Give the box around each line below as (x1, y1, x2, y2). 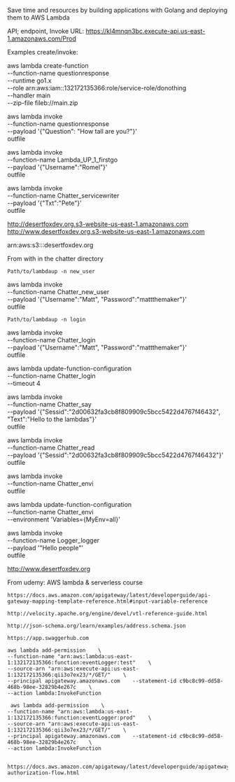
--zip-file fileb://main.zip (7, 99, 78, 107)
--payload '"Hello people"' (7, 544, 84, 552)
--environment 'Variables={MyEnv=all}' (7, 515, 121, 524)
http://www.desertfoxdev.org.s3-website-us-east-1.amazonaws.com (7, 228, 205, 235)
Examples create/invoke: (7, 48, 78, 56)
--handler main (7, 91, 51, 99)
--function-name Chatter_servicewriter (7, 192, 120, 200)
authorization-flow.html (7, 769, 80, 776)
